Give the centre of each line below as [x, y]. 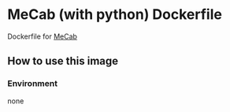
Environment [33, 84]
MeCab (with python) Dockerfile [115, 15]
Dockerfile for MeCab [43, 36]
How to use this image [63, 61]
